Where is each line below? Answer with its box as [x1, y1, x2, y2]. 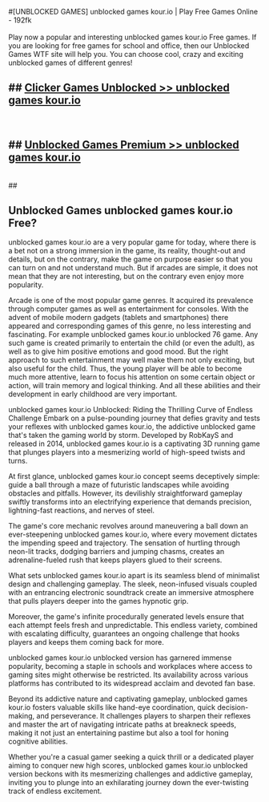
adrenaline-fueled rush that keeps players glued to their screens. [8, 555, 223, 565]
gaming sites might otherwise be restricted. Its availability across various [8, 670, 249, 680]
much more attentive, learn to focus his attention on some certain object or [8, 372, 255, 382]
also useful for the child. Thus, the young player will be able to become [8, 364, 243, 374]
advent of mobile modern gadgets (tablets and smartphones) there [8, 313, 229, 322]
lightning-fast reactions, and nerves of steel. [8, 505, 155, 516]
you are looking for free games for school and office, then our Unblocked [8, 41, 250, 51]
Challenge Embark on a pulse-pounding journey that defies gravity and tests [8, 413, 260, 423]
